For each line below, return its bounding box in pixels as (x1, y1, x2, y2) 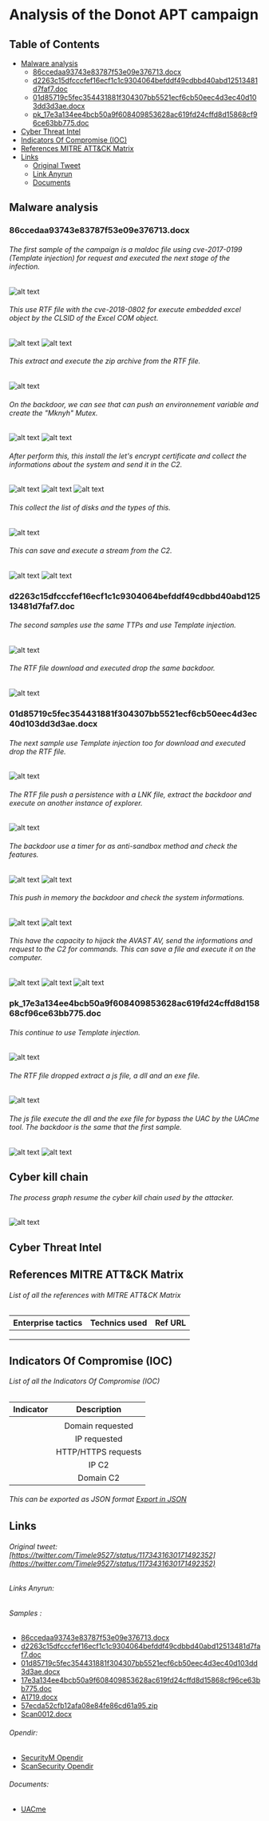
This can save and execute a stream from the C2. (9, 546, 172, 555)
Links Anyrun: (9, 1583, 55, 1593)
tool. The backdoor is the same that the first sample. (9, 1122, 182, 1131)
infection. (9, 262, 41, 271)
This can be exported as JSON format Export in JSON (9, 1495, 187, 1504)
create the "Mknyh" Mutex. (9, 408, 98, 418)
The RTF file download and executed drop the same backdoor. (9, 663, 216, 673)
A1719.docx (20, 1692, 58, 1702)
